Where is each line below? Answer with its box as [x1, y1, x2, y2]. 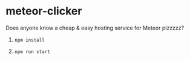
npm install [14, 37, 45, 43]
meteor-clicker [5, 4, 82, 18]
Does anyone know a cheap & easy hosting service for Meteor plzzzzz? [5, 24, 185, 31]
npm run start [14, 48, 50, 55]
